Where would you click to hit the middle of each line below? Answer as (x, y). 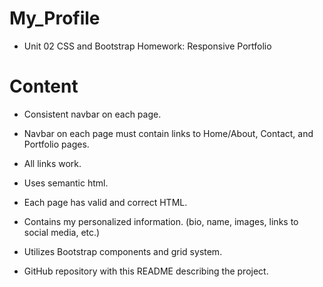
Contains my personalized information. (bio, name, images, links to (161, 221)
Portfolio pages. (56, 144)
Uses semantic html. (66, 183)
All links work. (52, 163)
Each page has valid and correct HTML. (105, 202)
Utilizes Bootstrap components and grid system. (123, 251)
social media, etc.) (62, 232)
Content (44, 86)
